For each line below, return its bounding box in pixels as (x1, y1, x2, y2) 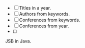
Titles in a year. (19, 5, 51, 11)
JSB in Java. (5, 38, 32, 44)
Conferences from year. (19, 23, 69, 29)
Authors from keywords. (19, 11, 70, 17)
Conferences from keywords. (19, 17, 80, 23)
